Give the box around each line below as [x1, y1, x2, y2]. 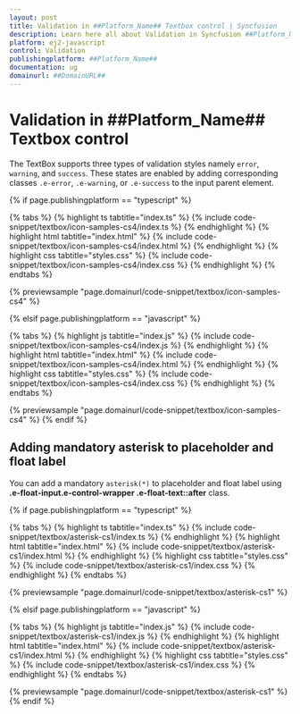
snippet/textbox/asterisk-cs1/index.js [9, 631, 146, 642]
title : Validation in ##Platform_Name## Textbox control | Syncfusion [9, 21, 278, 30]
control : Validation [9, 46, 87, 55]
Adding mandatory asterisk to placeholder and [9, 440, 274, 456]
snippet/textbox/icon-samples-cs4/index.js [9, 340, 169, 350]
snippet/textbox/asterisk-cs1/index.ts [9, 531, 146, 542]
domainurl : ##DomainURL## [9, 71, 105, 80]
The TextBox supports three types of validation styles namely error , [9, 158, 260, 169]
